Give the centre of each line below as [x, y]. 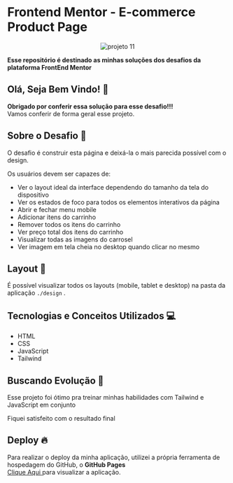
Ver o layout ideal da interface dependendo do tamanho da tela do [113, 187]
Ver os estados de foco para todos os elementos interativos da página [119, 202]
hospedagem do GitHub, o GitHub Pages [66, 464]
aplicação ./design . [36, 293]
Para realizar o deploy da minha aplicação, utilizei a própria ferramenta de [114, 457]
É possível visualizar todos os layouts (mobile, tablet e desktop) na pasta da [116, 286]
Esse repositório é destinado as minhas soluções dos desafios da [104, 59]
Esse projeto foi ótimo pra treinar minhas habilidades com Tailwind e [106, 397]
